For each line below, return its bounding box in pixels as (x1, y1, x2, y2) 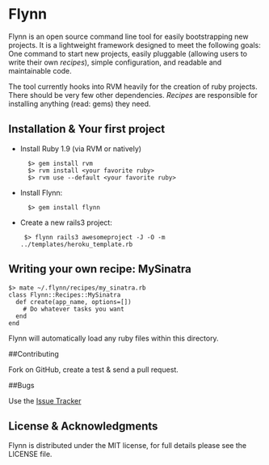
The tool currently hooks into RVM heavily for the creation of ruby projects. (8, 82, 258, 91)
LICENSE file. (8, 450, 53, 459)
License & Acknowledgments (8, 419, 158, 433)
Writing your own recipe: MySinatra (8, 262, 191, 276)
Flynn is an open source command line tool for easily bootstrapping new (8, 32, 249, 41)
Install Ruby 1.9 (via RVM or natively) (19, 143, 142, 154)
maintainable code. (8, 66, 73, 75)
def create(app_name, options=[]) (15, 298, 132, 306)
